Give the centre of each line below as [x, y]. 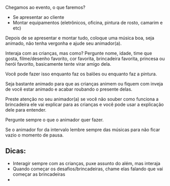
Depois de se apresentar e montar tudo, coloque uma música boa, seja [80, 38]
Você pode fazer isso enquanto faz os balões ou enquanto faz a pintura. [81, 74]
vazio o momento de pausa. [34, 135]
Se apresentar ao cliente [39, 17]
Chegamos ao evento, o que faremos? [45, 7]
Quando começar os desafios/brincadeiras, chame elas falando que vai [88, 169]
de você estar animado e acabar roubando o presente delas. [69, 89]
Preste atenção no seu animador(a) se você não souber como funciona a [82, 99]
